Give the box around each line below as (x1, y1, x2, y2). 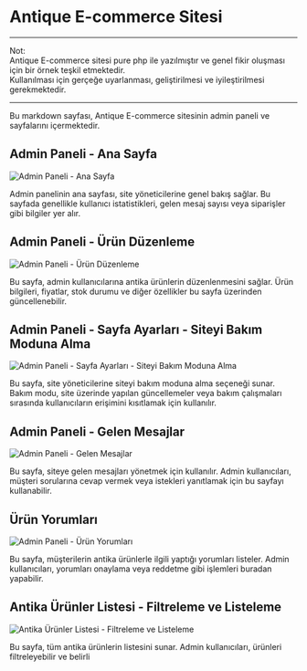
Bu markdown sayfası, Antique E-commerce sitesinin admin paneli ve (9, 110, 270, 121)
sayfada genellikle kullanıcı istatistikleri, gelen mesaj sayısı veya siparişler (9, 198, 286, 209)
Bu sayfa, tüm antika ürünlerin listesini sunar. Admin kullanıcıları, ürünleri (9, 641, 282, 652)
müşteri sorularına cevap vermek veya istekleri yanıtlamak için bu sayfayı (9, 476, 285, 487)
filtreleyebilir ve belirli (9, 651, 90, 662)
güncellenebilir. (9, 295, 67, 307)
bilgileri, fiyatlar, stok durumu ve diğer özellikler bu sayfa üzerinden (9, 286, 262, 297)
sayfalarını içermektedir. (9, 120, 101, 131)
